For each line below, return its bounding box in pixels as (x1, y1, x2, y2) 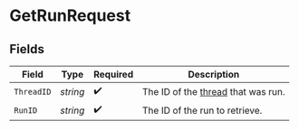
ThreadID (14, 87, 52, 97)
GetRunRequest (9, 5, 131, 26)
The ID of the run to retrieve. (141, 104, 263, 116)
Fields (9, 42, 45, 57)
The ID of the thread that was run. (141, 85, 285, 97)
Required (93, 69, 134, 80)
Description (188, 69, 240, 80)
